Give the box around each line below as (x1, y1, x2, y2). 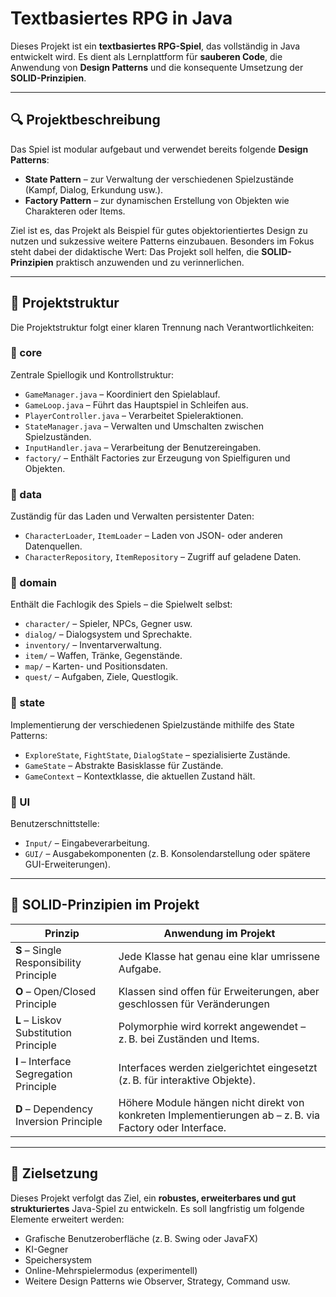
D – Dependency (15, 1102, 94, 1116)
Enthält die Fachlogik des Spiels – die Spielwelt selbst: (10, 598, 233, 611)
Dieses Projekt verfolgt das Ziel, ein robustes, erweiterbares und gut (10, 1192, 297, 1204)
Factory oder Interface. (118, 1120, 227, 1134)
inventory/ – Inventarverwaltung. (24, 639, 162, 651)
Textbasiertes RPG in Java (10, 7, 233, 30)
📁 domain (10, 576, 58, 590)
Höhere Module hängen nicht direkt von (118, 1095, 305, 1109)
